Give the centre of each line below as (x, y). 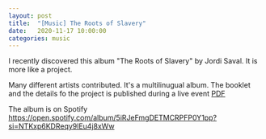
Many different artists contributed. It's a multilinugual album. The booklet (129, 85)
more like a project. (40, 70)
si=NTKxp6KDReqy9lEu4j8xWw (61, 126)
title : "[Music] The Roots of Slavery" (78, 23)
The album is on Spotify (48, 109)
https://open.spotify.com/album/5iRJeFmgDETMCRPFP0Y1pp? (112, 118)
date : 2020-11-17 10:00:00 (57, 31)
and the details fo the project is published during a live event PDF (117, 94)
